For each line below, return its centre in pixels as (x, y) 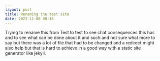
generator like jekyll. (26, 53)
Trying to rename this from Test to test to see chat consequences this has (80, 33)
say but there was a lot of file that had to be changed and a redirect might (80, 43)
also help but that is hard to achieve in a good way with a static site (73, 48)
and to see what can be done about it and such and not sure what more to (80, 38)
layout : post (18, 10)
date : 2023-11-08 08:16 (30, 19)
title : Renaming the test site (37, 14)
